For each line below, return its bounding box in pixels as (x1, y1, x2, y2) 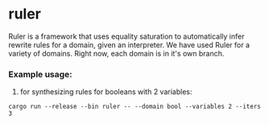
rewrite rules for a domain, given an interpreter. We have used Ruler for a (8, 39, 250, 49)
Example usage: (8, 68, 72, 80)
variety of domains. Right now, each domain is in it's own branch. (8, 48, 225, 58)
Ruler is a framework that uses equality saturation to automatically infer (8, 31, 245, 41)
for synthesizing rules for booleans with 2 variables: (19, 87, 192, 97)
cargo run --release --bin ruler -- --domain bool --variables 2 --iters (8, 102, 262, 111)
